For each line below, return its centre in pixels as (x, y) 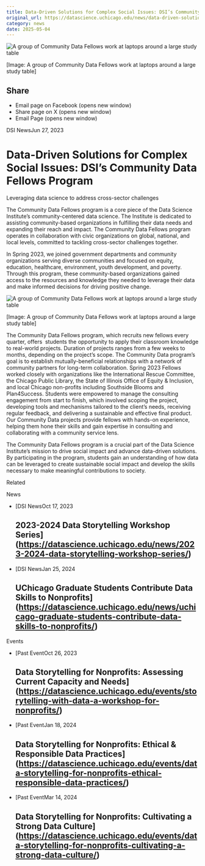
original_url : (24, 18)
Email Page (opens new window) (56, 118)
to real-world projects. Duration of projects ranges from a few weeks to (96, 348)
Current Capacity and (57, 682)
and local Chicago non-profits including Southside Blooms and (85, 387)
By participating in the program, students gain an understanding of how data (103, 457)
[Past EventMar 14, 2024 (46, 797)
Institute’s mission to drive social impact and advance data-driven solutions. (102, 451)
